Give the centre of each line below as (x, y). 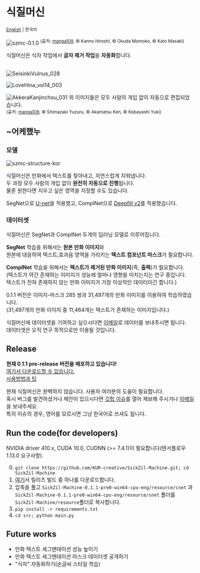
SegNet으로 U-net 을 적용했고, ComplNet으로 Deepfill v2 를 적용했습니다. (92, 203)
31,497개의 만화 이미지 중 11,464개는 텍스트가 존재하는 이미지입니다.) (89, 309)
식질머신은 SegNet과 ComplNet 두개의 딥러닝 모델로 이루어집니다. (84, 234)
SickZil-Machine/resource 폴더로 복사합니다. (68, 502)
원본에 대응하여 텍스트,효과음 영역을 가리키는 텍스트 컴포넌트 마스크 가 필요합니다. (100, 255)
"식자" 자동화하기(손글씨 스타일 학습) (58, 564)
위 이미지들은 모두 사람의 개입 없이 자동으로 (119, 97)
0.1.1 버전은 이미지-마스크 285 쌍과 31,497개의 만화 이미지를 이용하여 (86, 295)
